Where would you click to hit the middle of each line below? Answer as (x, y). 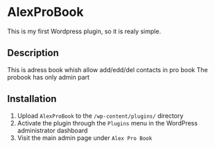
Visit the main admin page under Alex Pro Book (85, 138)
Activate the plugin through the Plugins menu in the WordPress (107, 123)
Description (33, 53)
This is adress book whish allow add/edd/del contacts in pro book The (108, 69)
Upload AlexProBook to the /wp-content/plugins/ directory (100, 116)
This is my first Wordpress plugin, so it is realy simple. (84, 31)
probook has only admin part (49, 77)
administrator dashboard (52, 130)
